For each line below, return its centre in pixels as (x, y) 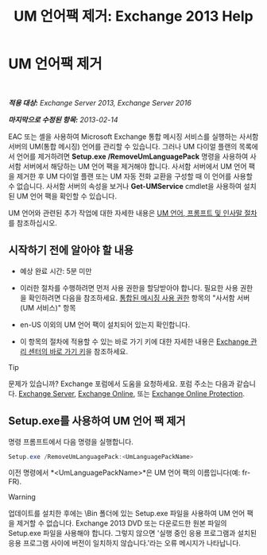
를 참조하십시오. (33, 222)
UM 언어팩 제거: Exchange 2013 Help (133, 16)
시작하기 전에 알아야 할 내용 (71, 251)
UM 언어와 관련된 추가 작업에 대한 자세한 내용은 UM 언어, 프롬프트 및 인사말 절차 (133, 213)
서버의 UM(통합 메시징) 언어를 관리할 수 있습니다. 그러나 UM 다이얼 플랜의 (123, 146)
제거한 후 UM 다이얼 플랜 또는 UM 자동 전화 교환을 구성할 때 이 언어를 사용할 (134, 176)
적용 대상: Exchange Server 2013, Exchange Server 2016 (100, 102)
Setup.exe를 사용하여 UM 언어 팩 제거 (97, 421)
